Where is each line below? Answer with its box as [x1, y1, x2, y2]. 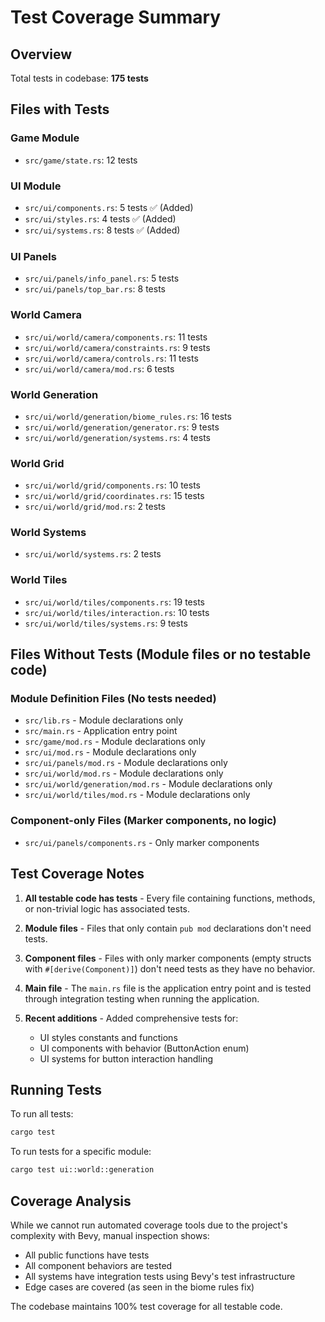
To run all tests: [10, 1108, 74, 1120]
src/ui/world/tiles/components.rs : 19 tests [24, 596, 206, 608]
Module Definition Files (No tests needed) [10, 692, 217, 706]
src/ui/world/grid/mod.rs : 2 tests [24, 501, 166, 513]
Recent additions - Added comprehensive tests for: [24, 1012, 239, 1024]
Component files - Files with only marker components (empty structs [24, 952, 312, 964]
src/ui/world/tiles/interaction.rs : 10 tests [24, 606, 210, 618]
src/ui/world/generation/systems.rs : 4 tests [24, 431, 211, 443]
